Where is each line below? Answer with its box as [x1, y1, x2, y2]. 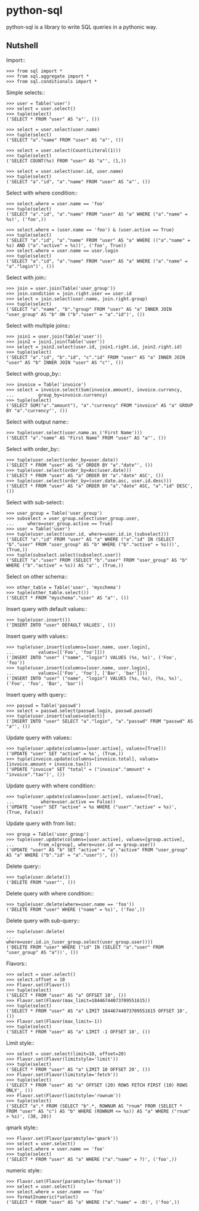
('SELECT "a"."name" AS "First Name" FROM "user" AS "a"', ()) [6, 435, 167, 441]
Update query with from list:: [6, 820, 76, 827]
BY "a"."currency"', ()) [6, 407, 68, 413]
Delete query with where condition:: [6, 889, 94, 897]
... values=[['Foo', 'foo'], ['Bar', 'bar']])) [6, 670, 148, 676]
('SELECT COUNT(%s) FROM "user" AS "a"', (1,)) [6, 157, 127, 164]
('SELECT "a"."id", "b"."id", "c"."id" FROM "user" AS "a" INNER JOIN [6, 354, 185, 360]
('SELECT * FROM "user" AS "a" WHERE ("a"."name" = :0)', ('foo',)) [6, 1199, 180, 1205]
